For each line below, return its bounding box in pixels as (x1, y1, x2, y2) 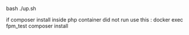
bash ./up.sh (6, 5, 36, 12)
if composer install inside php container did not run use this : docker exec (6, 16, 183, 23)
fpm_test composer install (6, 23, 68, 29)
